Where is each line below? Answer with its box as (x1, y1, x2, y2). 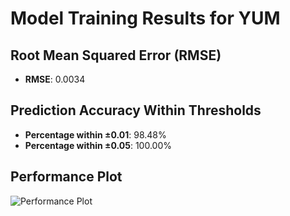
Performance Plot (10, 168, 123, 186)
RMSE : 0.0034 (24, 73, 86, 85)
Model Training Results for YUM (10, 7, 281, 30)
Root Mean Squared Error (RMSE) (10, 47, 222, 64)
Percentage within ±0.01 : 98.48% (24, 128, 167, 141)
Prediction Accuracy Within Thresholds (10, 102, 262, 119)
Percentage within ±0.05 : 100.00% (24, 139, 172, 151)
